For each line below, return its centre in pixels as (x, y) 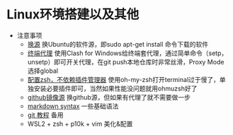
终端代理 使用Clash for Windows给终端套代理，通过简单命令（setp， (127, 53)
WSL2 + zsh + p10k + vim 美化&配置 (80, 124)
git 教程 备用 (46, 115)
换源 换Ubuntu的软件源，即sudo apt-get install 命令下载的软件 (118, 44)
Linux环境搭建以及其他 (73, 14)
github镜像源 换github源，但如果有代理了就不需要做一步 (109, 97)
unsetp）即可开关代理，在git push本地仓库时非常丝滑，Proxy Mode (126, 61)
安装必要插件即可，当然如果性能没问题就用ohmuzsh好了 (115, 88)
